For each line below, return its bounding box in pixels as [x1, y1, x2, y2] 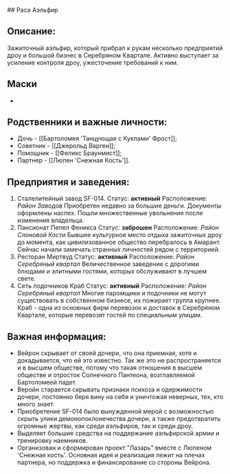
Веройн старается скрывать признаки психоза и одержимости [16, 385, 203, 393]
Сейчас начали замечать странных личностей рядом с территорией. [16, 245, 220, 254]
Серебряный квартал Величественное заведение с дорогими [16, 260, 199, 268]
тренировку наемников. [16, 437, 88, 445]
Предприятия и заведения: [7, 176, 130, 188]
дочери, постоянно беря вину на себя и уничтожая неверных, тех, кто [16, 393, 224, 401]
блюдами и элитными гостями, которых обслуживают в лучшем [16, 267, 207, 276]
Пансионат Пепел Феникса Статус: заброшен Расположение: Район [16, 223, 220, 232]
